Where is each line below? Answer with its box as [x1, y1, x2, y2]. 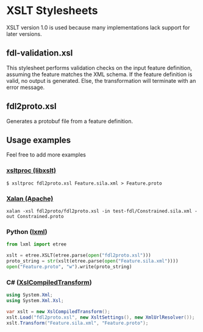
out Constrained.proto [6, 213, 64, 219]
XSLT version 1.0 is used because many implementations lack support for [6, 24, 190, 31]
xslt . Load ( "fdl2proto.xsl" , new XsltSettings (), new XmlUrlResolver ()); [6, 314, 195, 320]
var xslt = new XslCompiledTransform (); [6, 308, 111, 314]
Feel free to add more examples [6, 151, 87, 158]
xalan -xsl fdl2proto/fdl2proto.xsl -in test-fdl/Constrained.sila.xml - [6, 208, 198, 214]
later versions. [6, 30, 42, 37]
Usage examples [6, 135, 71, 145]
